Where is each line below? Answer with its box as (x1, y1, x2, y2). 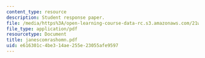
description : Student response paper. (6, 14, 105, 21)
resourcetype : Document (6, 31, 67, 37)
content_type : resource (6, 8, 67, 15)
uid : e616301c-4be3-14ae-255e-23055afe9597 (6, 43, 119, 49)
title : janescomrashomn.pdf (6, 37, 78, 43)
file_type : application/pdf (6, 25, 78, 32)
